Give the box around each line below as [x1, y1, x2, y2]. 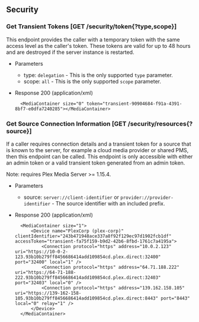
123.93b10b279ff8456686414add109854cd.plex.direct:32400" [14, 254, 161, 260]
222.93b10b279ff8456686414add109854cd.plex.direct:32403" [14, 275, 161, 281]
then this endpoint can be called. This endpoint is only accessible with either [6, 153, 193, 160]
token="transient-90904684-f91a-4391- [86, 101, 182, 107]
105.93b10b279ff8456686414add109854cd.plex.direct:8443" [14, 295, 159, 301]
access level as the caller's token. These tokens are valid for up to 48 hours [6, 42, 191, 49]
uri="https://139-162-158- [14, 290, 82, 296]
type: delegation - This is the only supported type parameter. [23, 71, 174, 79]
